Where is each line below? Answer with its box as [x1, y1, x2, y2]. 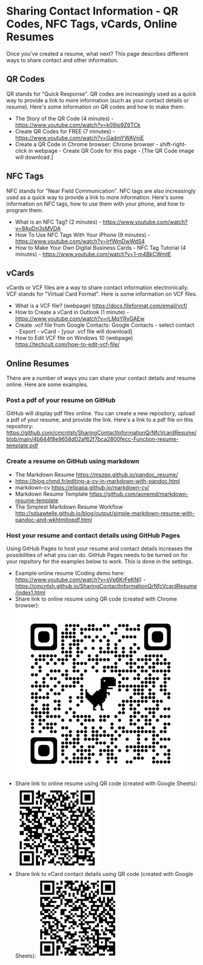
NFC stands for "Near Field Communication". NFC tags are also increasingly [6, 187, 196, 195]
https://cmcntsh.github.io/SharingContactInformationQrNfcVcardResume [15, 583, 198, 590]
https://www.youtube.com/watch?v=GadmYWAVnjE [15, 134, 144, 141]
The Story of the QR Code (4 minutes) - [15, 115, 114, 122]
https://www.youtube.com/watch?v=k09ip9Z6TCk [15, 121, 141, 129]
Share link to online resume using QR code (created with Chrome [15, 595, 178, 603]
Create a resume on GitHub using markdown [6, 457, 139, 466]
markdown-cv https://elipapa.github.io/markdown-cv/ [15, 484, 150, 491]
